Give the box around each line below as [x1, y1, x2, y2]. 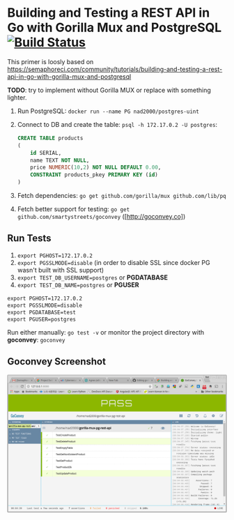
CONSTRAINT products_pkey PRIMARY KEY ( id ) [30, 171, 159, 178]
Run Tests [7, 232, 52, 245]
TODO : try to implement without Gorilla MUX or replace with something [7, 86, 211, 94]
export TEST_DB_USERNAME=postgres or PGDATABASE [17, 273, 169, 282]
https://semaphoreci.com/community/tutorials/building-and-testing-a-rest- [7, 65, 223, 73]
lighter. [7, 93, 27, 102]
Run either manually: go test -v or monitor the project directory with [7, 328, 205, 336]
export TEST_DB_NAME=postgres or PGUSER [17, 280, 139, 289]
